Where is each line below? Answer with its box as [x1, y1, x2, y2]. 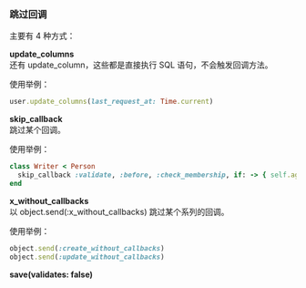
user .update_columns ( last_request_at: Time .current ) [9, 98, 214, 107]
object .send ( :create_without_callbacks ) [9, 243, 166, 252]
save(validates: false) [9, 269, 94, 280]
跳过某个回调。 [9, 125, 66, 136]
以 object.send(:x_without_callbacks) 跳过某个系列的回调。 [9, 206, 229, 217]
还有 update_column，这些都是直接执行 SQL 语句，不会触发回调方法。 [9, 59, 273, 70]
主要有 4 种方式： [9, 30, 76, 42]
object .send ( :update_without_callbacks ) [9, 252, 166, 262]
